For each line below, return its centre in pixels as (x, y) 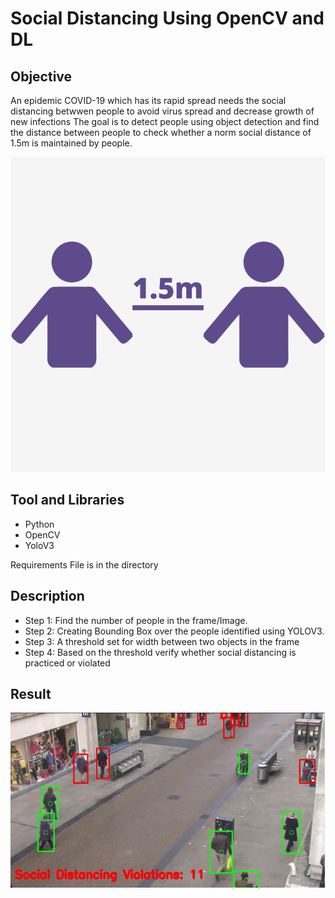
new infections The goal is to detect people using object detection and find (165, 121)
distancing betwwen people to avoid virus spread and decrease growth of (162, 111)
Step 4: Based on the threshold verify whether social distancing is (160, 652)
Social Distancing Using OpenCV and (167, 18)
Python (39, 524)
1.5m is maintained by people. (71, 143)
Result (31, 694)
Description (47, 596)
